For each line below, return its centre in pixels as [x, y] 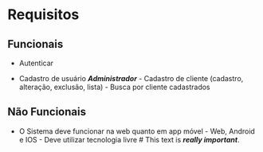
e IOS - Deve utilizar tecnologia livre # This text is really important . [129, 139]
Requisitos [43, 15]
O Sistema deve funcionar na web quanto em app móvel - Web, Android [137, 131]
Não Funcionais [47, 112]
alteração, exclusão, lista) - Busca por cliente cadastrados [114, 87]
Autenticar [36, 63]
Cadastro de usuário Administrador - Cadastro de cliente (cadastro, [131, 78]
